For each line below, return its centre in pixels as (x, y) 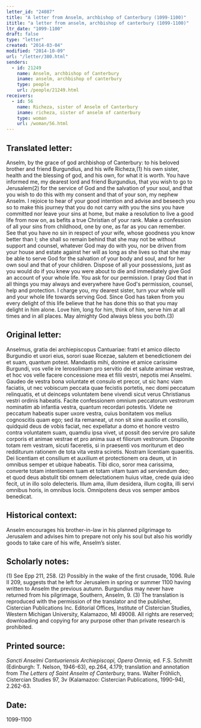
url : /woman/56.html (43, 124)
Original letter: (34, 335)
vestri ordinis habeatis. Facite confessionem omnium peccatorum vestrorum (100, 400)
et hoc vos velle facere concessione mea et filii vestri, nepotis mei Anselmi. (99, 375)
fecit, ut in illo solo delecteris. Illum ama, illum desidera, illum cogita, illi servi (100, 483)
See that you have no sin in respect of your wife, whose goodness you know (100, 233)
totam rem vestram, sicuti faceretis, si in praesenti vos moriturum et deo (95, 445)
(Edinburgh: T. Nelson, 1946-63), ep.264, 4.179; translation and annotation (98, 667)
